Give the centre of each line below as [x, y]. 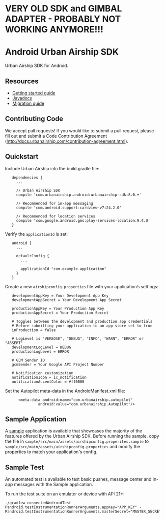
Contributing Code [34, 119]
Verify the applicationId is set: [36, 234]
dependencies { [27, 178]
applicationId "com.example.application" [63, 269]
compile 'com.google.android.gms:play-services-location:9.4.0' [83, 220]
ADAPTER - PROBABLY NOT [63, 19]
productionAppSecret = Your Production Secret [60, 313]
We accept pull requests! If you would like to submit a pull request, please [80, 130]
